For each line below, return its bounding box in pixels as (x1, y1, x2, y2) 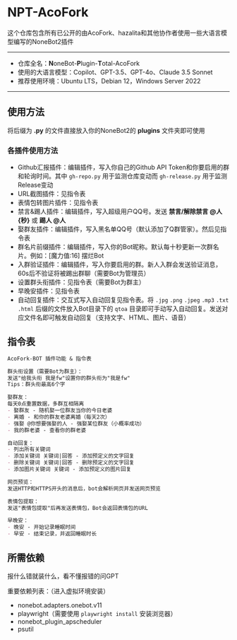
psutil (17, 624, 34, 633)
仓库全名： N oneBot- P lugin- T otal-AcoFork (17, 59, 140, 67)
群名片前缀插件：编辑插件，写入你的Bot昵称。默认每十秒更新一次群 (17, 243, 213, 251)
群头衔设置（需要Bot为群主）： (7, 368, 83, 375)
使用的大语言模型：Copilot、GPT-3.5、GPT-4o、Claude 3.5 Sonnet (17, 68, 213, 76)
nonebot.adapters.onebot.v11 (17, 600, 102, 609)
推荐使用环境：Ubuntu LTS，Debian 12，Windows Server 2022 (17, 76, 201, 85)
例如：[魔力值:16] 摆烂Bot (30, 252, 104, 260)
